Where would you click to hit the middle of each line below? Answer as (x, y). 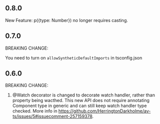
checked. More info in (35, 111)
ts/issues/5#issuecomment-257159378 (52, 116)
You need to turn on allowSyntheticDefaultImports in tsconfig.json (74, 57)
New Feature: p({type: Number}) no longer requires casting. (67, 20)
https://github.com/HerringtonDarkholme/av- (104, 111)
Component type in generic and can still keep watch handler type (80, 106)
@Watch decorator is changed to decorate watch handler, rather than (84, 95)
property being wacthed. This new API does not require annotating (81, 100)
